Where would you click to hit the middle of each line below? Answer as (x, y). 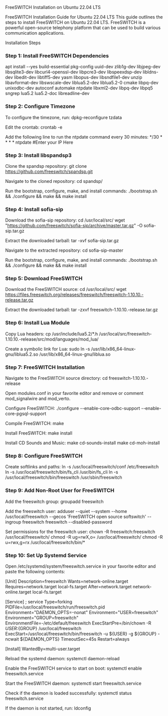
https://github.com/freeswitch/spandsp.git (49, 171)
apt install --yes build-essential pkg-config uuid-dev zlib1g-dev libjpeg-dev (83, 67)
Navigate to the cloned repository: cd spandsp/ (54, 181)
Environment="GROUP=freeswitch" (42, 618)
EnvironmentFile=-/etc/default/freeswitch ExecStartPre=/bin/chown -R (78, 623)
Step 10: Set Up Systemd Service (46, 555)
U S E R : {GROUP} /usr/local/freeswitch (43, 628)
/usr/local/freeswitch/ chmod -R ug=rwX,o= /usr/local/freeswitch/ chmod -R (84, 537)
